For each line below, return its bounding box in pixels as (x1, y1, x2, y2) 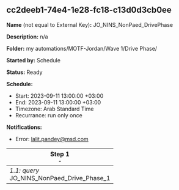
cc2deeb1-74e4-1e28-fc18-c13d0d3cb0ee (6, 5, 172, 15)
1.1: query (9, 166, 40, 175)
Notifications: (6, 123, 42, 131)
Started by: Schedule (6, 56, 61, 64)
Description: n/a (6, 33, 48, 40)
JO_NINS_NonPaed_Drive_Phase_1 (9, 174, 111, 182)
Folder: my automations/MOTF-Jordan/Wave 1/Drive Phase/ (6, 45, 158, 52)
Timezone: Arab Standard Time (15, 105, 94, 112)
